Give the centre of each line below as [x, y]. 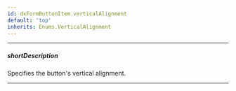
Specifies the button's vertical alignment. [67, 73]
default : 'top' [29, 20]
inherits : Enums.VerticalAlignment [59, 27]
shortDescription [33, 55]
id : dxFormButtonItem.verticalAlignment [67, 14]
